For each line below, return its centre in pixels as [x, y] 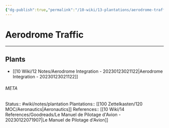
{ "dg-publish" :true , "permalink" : [40, 10]
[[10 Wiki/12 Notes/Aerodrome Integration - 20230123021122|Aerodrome [88, 71]
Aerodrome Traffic [45, 34]
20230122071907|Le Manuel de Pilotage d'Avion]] [57, 120]
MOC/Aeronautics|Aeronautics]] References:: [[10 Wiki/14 [65, 109]
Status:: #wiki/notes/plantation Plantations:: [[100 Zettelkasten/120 [74, 104]
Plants [15, 59]
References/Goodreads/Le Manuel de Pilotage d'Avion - [63, 114]
